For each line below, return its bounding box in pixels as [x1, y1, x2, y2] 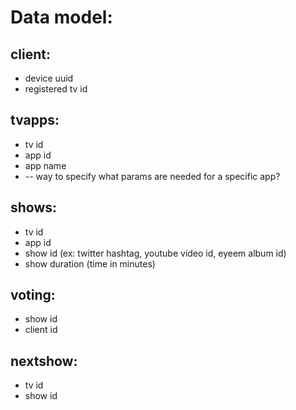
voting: [10, 287, 56, 304]
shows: [10, 199, 58, 216]
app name [24, 159, 67, 171]
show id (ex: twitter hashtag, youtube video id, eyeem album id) [24, 247, 287, 259]
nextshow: [10, 352, 78, 370]
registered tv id [24, 83, 88, 95]
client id [24, 324, 58, 336]
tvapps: [10, 112, 60, 129]
